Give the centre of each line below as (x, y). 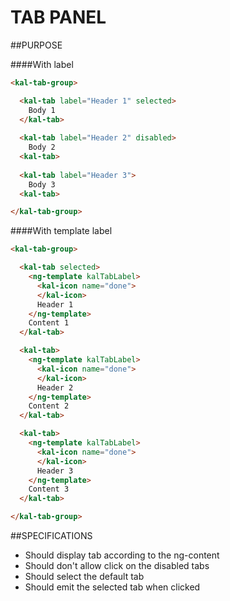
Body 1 (42, 110)
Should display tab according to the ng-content (122, 555)
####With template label (61, 231)
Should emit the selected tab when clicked (112, 587)
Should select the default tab (84, 577)
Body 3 (42, 184)
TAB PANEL (58, 17)
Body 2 (42, 147)
